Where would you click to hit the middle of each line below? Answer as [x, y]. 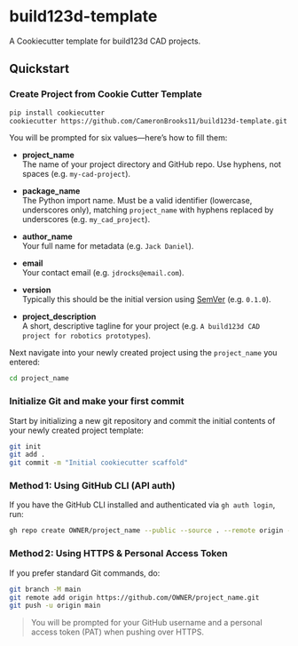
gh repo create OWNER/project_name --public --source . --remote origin [146, 530]
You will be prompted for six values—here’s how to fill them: [118, 138]
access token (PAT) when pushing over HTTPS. [118, 632]
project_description [59, 316]
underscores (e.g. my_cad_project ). [86, 219]
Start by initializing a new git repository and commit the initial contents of [142, 420]
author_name [47, 236]
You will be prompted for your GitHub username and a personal [147, 623]
